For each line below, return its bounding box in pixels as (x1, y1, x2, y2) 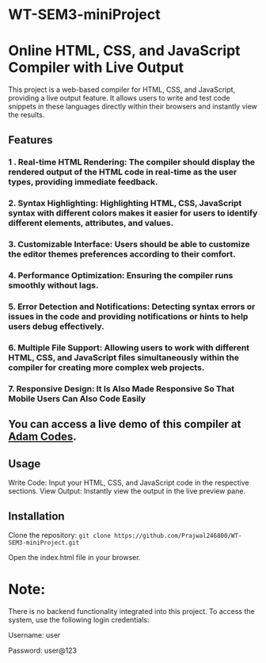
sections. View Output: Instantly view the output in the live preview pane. (8, 486, 246, 496)
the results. (8, 110, 45, 120)
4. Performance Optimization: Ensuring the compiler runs (8, 270, 234, 281)
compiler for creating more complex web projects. (8, 362, 205, 373)
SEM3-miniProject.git (8, 539, 80, 547)
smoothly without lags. (8, 280, 99, 291)
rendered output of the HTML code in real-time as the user (8, 166, 237, 177)
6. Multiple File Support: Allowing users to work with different (8, 342, 250, 353)
